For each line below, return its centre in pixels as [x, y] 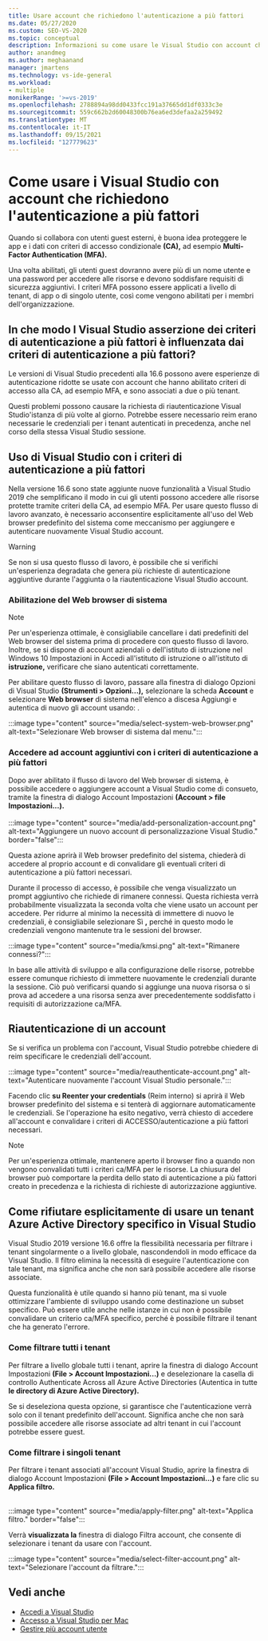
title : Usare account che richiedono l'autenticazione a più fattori [126, 16]
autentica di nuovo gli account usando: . [74, 708]
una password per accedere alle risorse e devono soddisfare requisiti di [126, 279]
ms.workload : [30, 82]
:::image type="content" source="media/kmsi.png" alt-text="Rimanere [124, 946]
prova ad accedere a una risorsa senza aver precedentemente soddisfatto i [132, 995]
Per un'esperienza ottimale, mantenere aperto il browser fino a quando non [132, 1161]
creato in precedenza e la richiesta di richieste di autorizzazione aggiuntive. [132, 1187]
